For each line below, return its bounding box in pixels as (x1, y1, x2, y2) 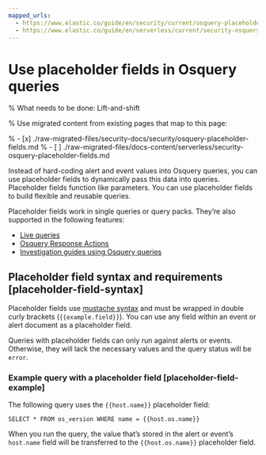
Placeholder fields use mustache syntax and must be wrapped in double (8, 304, 244, 313)
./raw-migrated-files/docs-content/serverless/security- (63, 142, 244, 152)
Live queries (19, 230, 61, 240)
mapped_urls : (8, 11, 51, 20)
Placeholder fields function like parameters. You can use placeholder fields (8, 183, 253, 192)
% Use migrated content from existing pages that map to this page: (8, 119, 228, 128)
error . (8, 353, 28, 362)
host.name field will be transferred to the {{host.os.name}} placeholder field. (8, 438, 256, 447)
